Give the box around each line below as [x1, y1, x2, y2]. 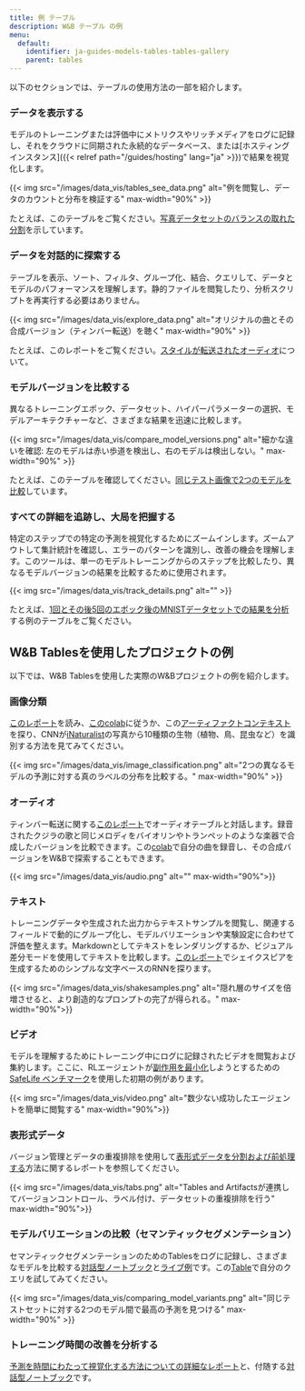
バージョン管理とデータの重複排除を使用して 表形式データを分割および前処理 [9, 1151, 296, 1162]
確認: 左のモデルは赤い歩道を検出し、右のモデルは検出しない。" [25, 445, 265, 455]
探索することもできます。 [74, 852, 170, 864]
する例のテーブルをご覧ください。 [9, 615, 137, 626]
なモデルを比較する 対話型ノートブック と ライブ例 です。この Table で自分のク [9, 1261, 292, 1273]
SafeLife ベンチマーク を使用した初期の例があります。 [9, 1074, 209, 1085]
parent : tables [25, 55, 84, 65]
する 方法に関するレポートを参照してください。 [9, 1163, 184, 1174]
